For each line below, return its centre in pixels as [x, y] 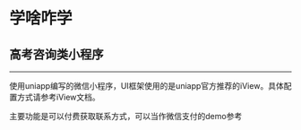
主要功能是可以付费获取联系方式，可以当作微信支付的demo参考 [126, 116]
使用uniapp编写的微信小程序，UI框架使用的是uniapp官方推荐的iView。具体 [146, 86]
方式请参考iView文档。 [58, 97]
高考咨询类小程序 [56, 54]
